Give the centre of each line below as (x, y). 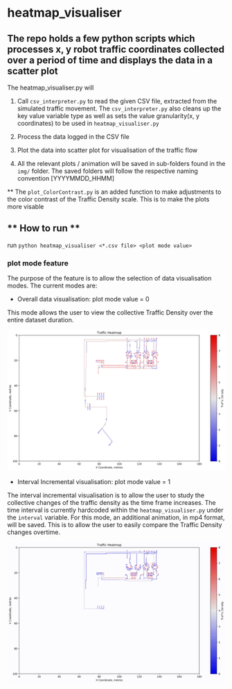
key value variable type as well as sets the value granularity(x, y (108, 116)
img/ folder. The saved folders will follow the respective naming (108, 171)
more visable (26, 207)
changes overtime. (34, 532)
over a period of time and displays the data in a (110, 60)
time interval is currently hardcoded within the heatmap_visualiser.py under (115, 510)
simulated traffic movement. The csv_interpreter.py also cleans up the (119, 108)
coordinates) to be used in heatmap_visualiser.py (88, 123)
